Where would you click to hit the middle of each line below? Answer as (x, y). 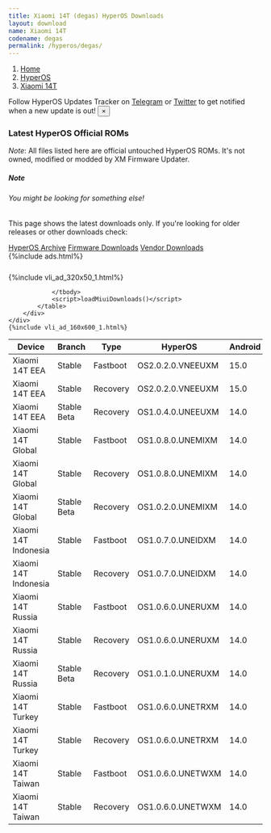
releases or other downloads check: (68, 232)
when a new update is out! (52, 111)
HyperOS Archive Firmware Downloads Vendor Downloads (106, 248)
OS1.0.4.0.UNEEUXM (178, 412)
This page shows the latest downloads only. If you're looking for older (124, 223)
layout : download (38, 23)
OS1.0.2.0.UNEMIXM (177, 507)
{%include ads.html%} (46, 256)
